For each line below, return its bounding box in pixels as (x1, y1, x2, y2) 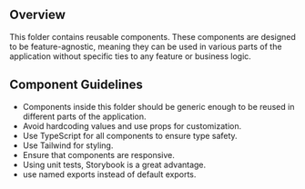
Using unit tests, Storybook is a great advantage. (22, 159, 207, 170)
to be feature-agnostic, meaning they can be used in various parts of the (9, 41, 282, 52)
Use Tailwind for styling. (22, 140, 114, 151)
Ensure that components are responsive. (22, 149, 176, 160)
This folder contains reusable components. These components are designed (9, 31, 296, 42)
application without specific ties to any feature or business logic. (9, 50, 252, 62)
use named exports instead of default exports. (22, 168, 197, 180)
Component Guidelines (9, 77, 144, 93)
